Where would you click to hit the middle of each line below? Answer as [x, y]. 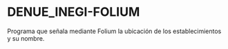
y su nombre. [26, 38]
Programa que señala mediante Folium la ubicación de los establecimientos [114, 31]
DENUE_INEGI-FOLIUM [74, 12]
